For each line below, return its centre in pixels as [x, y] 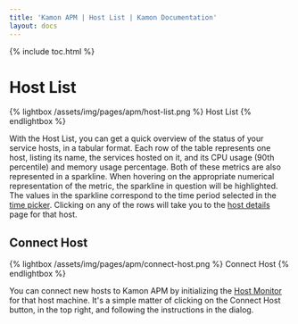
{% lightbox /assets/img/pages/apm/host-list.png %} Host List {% [130, 112]
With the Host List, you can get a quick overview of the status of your [137, 138]
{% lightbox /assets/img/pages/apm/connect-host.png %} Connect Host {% [149, 264]
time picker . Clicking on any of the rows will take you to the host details [140, 205]
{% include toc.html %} [52, 51]
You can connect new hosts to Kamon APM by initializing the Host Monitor [146, 291]
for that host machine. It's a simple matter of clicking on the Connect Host [145, 301]
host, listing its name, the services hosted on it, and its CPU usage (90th [142, 158]
